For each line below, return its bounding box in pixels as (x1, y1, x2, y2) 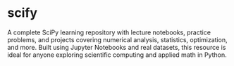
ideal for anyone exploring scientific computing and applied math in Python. (7, 51, 227, 59)
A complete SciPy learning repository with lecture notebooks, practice (7, 28, 211, 37)
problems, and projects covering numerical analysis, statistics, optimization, (7, 35, 228, 44)
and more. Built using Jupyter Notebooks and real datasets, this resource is (7, 43, 226, 51)
